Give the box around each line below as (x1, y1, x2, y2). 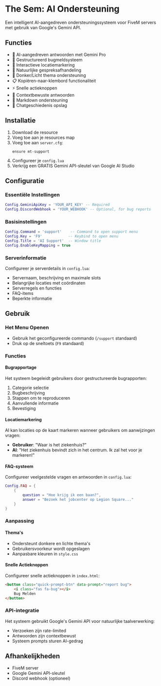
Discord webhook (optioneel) (12, 675, 71, 681)
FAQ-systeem (5, 463, 34, 469)
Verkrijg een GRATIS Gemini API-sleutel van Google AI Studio (12, 163, 135, 169)
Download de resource (12, 129, 58, 135)
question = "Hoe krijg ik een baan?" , (22, 493, 101, 497)
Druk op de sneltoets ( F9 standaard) (12, 340, 84, 346)
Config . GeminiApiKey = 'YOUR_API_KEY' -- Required (5, 203, 110, 207)
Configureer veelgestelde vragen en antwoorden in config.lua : (5, 474, 132, 480)
